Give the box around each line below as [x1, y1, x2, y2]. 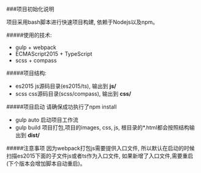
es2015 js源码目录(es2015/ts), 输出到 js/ [15, 82, 116, 90]
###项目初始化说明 [6, 6, 55, 12]
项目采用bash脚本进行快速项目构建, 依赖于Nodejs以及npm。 [6, 18, 158, 26]
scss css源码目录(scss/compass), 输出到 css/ [15, 90, 132, 97]
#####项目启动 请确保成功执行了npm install [6, 103, 117, 110]
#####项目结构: [6, 69, 47, 77]
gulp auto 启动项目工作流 [15, 116, 78, 123]
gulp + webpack [15, 44, 56, 51]
